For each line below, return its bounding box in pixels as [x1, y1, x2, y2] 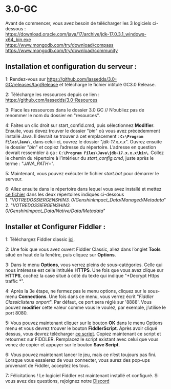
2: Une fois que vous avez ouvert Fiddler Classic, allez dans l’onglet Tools [5, 246, 161, 252]
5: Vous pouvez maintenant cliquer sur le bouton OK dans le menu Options [5, 320, 163, 326]
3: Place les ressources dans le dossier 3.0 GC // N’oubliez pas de [5, 106, 145, 113]
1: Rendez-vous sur [5, 76, 46, 82]
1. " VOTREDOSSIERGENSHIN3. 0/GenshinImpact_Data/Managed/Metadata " [5, 196, 166, 203]
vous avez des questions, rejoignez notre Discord [5, 378, 110, 384]
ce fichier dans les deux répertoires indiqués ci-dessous [5, 191, 124, 197]
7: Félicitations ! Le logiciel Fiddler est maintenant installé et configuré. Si [5, 372, 159, 378]
